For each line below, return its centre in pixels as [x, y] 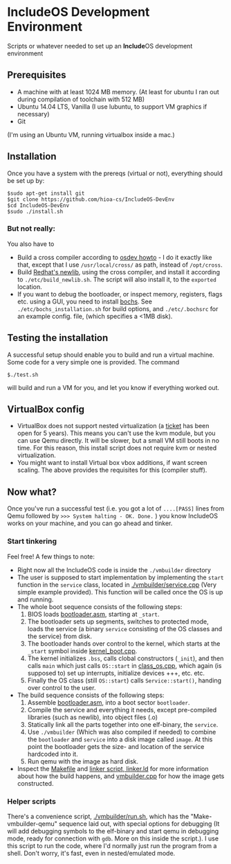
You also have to [31, 244]
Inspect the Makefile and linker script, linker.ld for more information [113, 768]
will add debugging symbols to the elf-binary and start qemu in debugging [113, 831]
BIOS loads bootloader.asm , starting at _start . [93, 614]
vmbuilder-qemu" [32, 823]
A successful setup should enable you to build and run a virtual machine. [111, 355]
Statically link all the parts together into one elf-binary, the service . [123, 724]
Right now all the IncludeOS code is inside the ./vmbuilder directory [114, 570]
